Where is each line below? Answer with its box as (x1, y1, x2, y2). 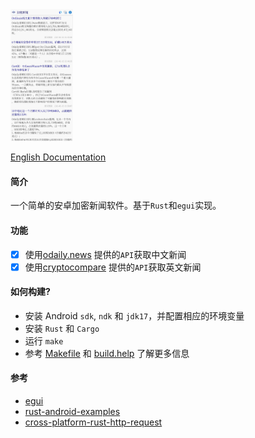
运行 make (24, 334, 64, 347)
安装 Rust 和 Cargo (24, 322, 100, 334)
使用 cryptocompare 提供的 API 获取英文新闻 (24, 261, 202, 273)
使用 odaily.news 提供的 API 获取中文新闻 (24, 248, 187, 260)
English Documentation (10, 151, 107, 163)
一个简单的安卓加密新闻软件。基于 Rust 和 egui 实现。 (10, 199, 222, 212)
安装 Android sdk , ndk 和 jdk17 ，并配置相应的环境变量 (24, 309, 245, 322)
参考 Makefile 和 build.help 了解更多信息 (24, 347, 190, 359)
